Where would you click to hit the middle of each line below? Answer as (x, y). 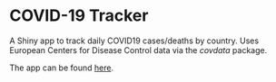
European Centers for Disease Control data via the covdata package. (138, 50)
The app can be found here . (62, 68)
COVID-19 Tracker (79, 16)
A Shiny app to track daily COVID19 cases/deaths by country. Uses (134, 41)
